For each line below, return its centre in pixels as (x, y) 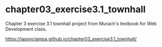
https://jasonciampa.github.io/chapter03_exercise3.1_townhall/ (71, 39)
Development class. (26, 29)
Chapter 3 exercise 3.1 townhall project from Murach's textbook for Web (81, 24)
